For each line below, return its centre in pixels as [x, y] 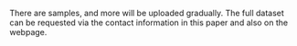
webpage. [28, 32]
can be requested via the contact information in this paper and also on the [149, 23]
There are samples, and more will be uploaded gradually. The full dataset [147, 13]
